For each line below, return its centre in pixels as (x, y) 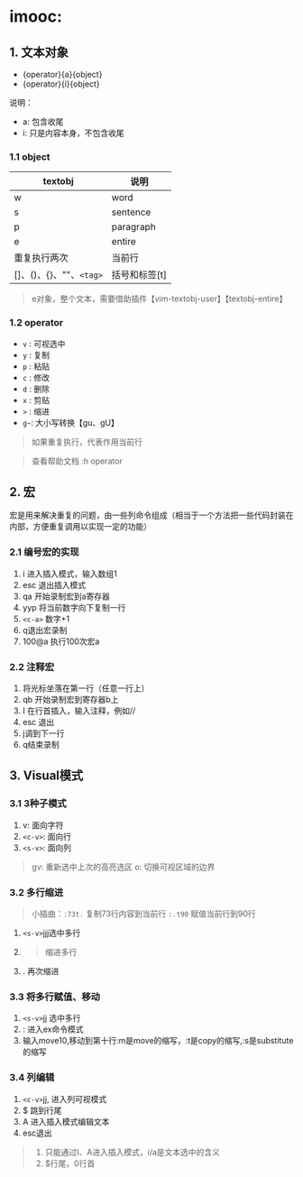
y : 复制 (36, 354)
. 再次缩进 (41, 970)
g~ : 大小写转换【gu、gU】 (70, 422)
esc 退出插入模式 (54, 584)
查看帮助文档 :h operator (77, 461)
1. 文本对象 (39, 52)
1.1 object (30, 157)
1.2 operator (37, 323)
